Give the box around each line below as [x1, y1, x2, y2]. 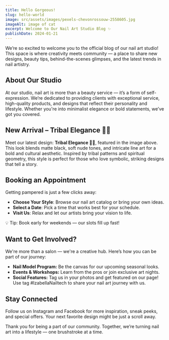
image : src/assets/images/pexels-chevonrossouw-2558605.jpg [5, 17, 136, 22]
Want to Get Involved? [5, 235, 77, 243]
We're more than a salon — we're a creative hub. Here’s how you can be [5, 248, 157, 254]
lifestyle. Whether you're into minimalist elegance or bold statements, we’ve [5, 105, 164, 112]
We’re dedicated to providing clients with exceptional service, [31, 95, 160, 101]
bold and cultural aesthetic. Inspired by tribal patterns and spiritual [5, 150, 145, 156]
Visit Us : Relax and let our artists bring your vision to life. [12, 210, 132, 216]
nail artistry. [5, 62, 30, 67]
